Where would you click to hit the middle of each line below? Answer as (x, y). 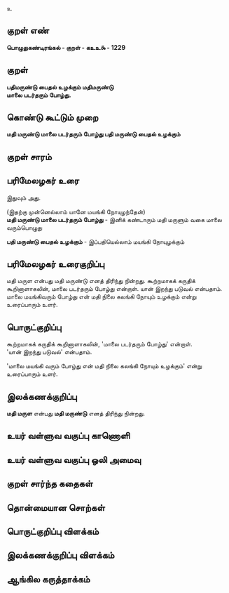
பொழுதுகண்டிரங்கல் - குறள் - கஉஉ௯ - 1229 (66, 47)
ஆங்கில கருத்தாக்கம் (48, 579)
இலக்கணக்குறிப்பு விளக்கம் (61, 555)
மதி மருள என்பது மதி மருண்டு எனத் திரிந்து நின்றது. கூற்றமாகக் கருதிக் (101, 281)
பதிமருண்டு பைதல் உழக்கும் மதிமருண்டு (60, 87)
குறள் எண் (28, 31)
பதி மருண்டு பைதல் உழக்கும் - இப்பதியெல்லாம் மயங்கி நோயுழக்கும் (96, 241)
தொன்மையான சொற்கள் (56, 508)
